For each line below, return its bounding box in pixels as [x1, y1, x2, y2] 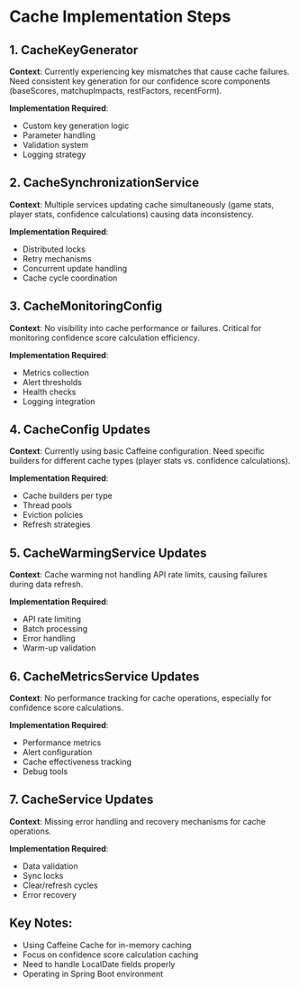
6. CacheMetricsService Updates [9, 669, 200, 684]
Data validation [22, 860, 78, 872]
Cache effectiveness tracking [22, 756, 132, 768]
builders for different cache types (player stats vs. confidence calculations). [9, 456, 291, 466]
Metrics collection [22, 367, 90, 378]
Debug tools [22, 766, 68, 777]
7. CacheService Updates [9, 792, 154, 808]
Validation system [22, 140, 88, 150]
